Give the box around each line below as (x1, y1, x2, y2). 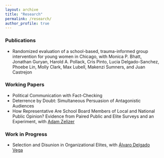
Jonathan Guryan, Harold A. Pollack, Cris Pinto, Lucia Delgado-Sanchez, (12, 58, 159, 64)
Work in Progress (5, 131, 48, 137)
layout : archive (5, 7, 38, 12)
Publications (5, 37, 36, 44)
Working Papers (5, 81, 45, 88)
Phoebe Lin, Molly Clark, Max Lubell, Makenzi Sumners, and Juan (12, 64, 145, 70)
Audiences (12, 103, 34, 108)
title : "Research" (5, 12, 43, 17)
